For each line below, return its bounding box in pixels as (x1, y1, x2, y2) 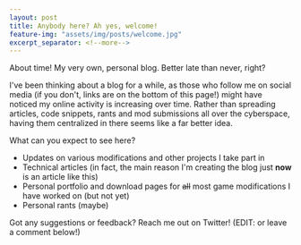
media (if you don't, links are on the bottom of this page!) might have (9, 89, 262, 100)
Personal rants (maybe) (21, 200, 109, 211)
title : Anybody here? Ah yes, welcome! (9, 21, 159, 30)
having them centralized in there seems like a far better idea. (9, 118, 233, 129)
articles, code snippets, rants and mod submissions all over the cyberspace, (9, 108, 290, 119)
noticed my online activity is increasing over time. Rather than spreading (9, 99, 276, 110)
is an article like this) (21, 172, 99, 182)
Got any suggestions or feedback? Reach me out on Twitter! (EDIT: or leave (9, 217, 288, 228)
